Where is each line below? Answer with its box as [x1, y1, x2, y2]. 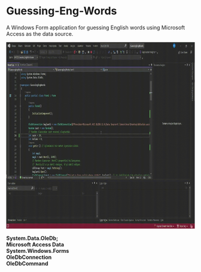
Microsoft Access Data [6, 240, 65, 248]
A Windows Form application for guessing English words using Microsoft [6, 24, 185, 31]
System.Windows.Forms [6, 247, 69, 254]
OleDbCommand [6, 259, 49, 267]
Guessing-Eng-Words [6, 4, 117, 18]
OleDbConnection [6, 254, 52, 261]
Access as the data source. [6, 30, 74, 37]
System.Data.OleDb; [6, 234, 59, 242]
